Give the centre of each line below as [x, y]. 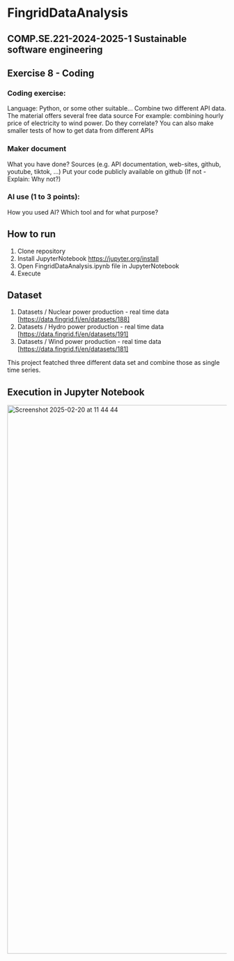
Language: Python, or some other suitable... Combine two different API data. [117, 108]
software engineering [55, 49]
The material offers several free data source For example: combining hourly [116, 116]
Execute [29, 273]
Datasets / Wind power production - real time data [89, 342]
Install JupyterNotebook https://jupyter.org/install [88, 258]
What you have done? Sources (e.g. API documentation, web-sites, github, [114, 164]
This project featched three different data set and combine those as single [114, 363]
